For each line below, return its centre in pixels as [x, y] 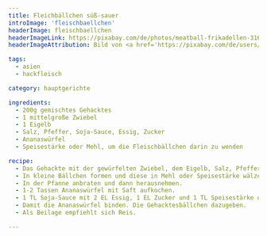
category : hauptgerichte [49, 88]
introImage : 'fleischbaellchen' [62, 23]
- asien [28, 67]
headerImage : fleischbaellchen [60, 30]
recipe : [21, 161]
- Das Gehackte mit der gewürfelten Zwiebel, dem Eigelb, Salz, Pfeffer [138, 168]
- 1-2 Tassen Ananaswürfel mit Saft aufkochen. [96, 191]
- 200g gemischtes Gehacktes [64, 110]
